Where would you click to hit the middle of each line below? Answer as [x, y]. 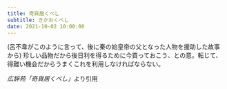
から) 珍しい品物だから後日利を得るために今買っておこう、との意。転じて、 [115, 55]
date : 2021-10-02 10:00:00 [46, 26]
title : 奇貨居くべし [33, 13]
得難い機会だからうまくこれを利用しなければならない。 [86, 64]
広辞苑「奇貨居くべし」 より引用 [52, 79]
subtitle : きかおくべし [38, 20]
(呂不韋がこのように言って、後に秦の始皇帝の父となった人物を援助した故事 [114, 47]
